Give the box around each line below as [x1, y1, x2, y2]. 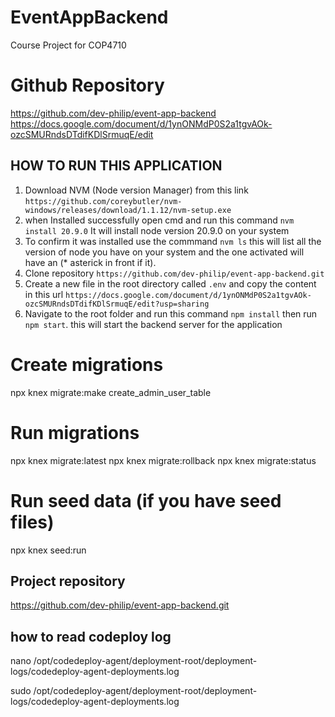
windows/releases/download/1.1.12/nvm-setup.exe [24, 205, 232, 215]
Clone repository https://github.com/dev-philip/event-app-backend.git [24, 267, 325, 279]
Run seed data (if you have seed [10, 489, 282, 512]
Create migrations [10, 353, 164, 376]
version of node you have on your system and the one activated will [24, 246, 305, 258]
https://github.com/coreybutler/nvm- [24, 196, 183, 206]
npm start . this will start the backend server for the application [24, 318, 283, 330]
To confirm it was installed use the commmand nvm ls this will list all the [24, 235, 322, 247]
